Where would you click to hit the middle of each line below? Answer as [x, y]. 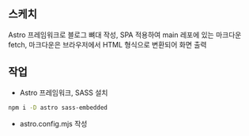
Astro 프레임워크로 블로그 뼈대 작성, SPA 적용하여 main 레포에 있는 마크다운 [125, 35]
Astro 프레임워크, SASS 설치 [64, 93]
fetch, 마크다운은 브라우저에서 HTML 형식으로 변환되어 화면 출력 [108, 44]
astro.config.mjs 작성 [53, 123]
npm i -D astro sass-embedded [58, 108]
